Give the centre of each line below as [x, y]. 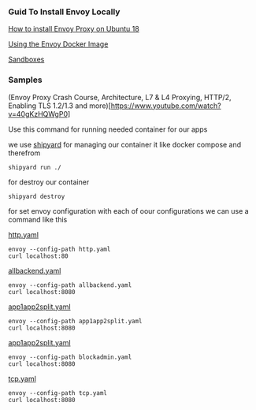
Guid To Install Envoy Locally [64, 12]
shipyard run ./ [35, 167]
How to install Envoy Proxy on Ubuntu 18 [74, 29]
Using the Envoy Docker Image [58, 44]
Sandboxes [26, 60]
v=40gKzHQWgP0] [39, 114]
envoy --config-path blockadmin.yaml [70, 357]
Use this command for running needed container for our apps [108, 129]
